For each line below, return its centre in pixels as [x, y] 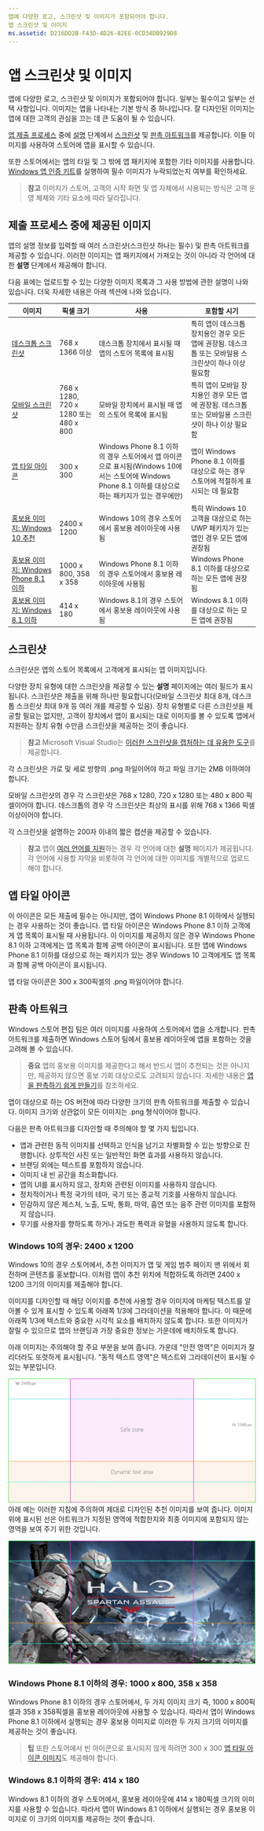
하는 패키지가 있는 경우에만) [141, 496]
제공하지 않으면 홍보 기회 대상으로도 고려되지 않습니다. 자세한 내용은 [142, 1075]
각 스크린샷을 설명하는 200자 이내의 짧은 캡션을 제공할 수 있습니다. [110, 832]
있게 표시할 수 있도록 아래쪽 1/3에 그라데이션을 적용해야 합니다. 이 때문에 [141, 1311]
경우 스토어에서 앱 [134, 457]
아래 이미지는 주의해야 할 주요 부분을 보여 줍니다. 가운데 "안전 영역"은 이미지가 [128, 1348]
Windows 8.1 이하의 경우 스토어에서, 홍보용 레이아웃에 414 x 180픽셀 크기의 [124, 1799]
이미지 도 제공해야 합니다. [80, 1758]
